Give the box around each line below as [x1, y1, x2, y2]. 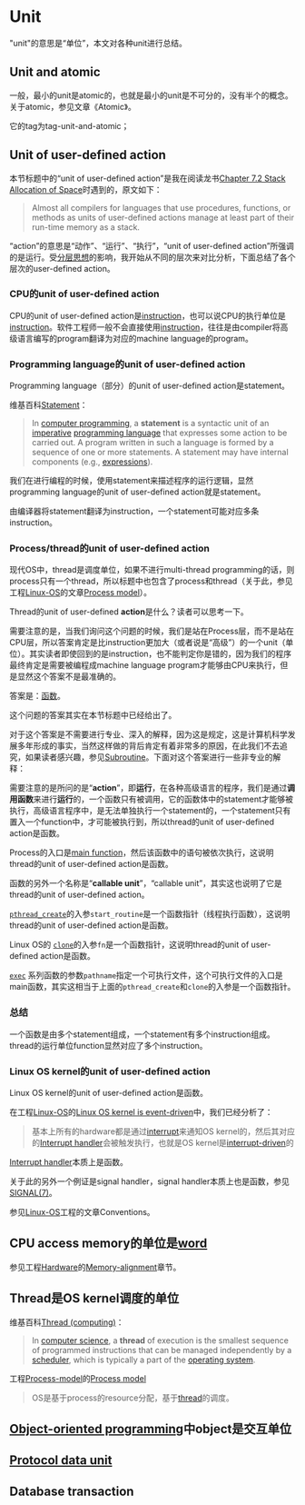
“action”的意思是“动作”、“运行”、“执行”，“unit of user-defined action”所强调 [9, 240, 295, 251]
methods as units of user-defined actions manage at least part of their [31, 212, 295, 223]
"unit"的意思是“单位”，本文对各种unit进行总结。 [9, 37, 188, 48]
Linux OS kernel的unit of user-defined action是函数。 [9, 1088, 209, 1099]
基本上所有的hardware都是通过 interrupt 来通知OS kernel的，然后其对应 [31, 1126, 296, 1137]
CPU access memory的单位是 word [9, 1236, 208, 1251]
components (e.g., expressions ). [31, 456, 153, 467]
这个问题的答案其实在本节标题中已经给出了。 [9, 710, 177, 721]
